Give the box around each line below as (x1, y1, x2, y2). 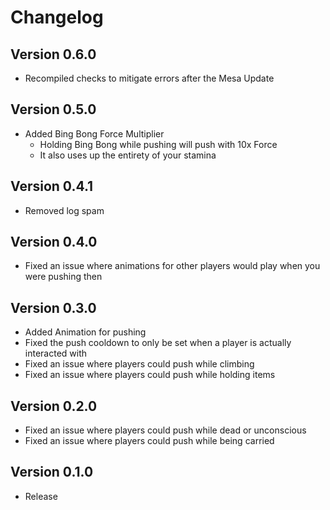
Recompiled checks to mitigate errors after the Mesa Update (24, 72, 275, 84)
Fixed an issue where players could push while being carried (24, 435, 275, 447)
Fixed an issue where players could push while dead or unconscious (24, 424, 307, 436)
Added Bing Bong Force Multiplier (24, 127, 165, 140)
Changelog (10, 6, 104, 29)
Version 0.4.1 (10, 178, 94, 195)
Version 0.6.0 (10, 46, 97, 63)
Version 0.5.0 (10, 101, 97, 118)
